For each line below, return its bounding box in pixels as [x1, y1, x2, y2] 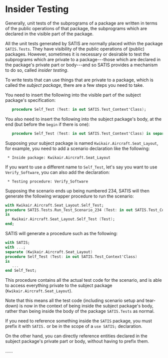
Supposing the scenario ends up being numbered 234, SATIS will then [5, 188, 150, 194]
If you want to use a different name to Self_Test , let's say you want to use [5, 164, 157, 170]
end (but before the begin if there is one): [5, 121, 90, 127]
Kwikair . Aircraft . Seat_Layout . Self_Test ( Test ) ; [11, 217, 115, 222]
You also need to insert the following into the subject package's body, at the [5, 116, 161, 122]
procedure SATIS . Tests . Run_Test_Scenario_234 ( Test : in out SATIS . [5, 207, 149, 213]
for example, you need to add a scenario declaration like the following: [5, 145, 150, 151]
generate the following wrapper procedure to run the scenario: [5, 193, 134, 199]
